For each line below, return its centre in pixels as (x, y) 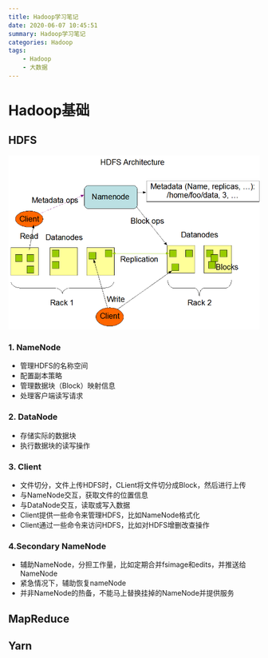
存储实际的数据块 (48, 435)
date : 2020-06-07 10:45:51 (53, 25)
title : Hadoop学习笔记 (43, 17)
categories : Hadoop (41, 42)
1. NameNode (35, 348)
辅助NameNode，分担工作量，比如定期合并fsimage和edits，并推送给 (133, 564)
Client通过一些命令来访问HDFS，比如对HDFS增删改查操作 (114, 525)
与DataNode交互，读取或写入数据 (75, 505)
